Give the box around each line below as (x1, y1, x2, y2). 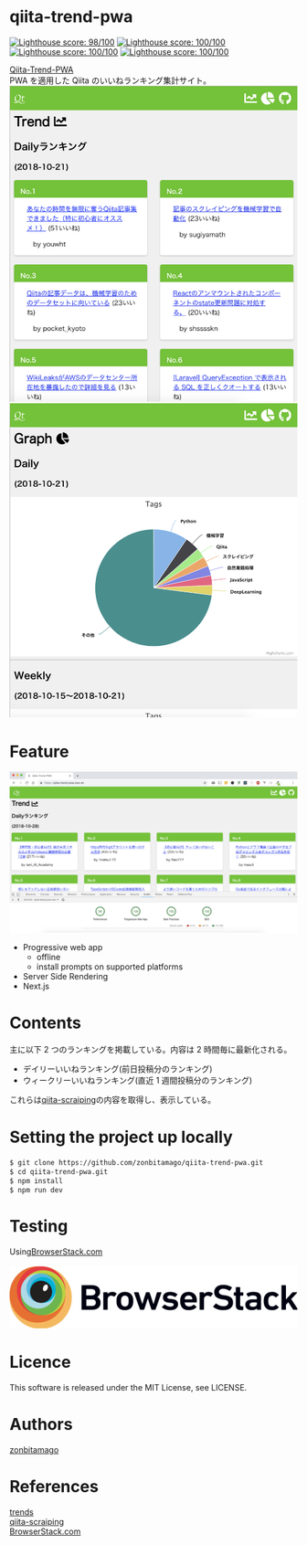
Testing (9, 1216, 69, 1237)
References (9, 1476, 99, 1497)
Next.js (22, 980, 50, 992)
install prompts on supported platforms (36, 961, 184, 972)
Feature (9, 741, 69, 762)
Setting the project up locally (9, 1127, 233, 1148)
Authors (9, 1414, 73, 1435)
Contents (9, 1012, 82, 1033)
